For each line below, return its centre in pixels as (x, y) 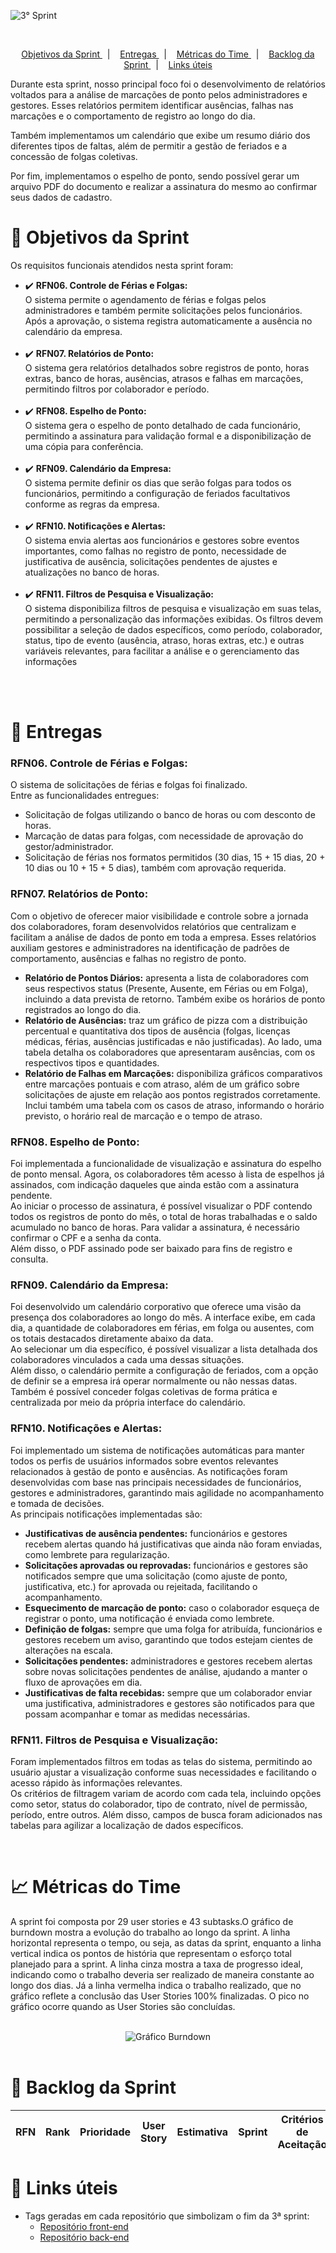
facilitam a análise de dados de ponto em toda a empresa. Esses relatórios (163, 937)
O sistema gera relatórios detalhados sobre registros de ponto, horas (167, 367)
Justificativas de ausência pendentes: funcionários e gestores (156, 1533)
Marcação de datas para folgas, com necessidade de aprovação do (164, 836)
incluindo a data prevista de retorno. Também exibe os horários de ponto (175, 999)
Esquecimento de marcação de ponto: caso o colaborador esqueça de (172, 1607)
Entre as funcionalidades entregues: (85, 796)
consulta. (29, 1259)
